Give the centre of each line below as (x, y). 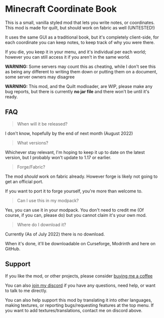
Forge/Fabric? (31, 167)
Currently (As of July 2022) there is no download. (55, 234)
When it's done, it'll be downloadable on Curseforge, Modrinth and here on (80, 243)
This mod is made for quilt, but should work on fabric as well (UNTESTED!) (80, 27)
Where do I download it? (41, 224)
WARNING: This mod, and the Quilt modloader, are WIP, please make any (79, 86)
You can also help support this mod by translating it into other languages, (79, 300)
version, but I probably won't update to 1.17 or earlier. (58, 157)
